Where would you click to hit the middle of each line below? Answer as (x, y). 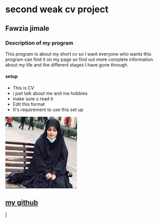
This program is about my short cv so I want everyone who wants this (78, 54)
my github (22, 203)
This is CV (23, 88)
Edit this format (29, 104)
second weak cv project (57, 9)
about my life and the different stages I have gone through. (67, 64)
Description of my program (39, 43)
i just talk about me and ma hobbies (50, 94)
